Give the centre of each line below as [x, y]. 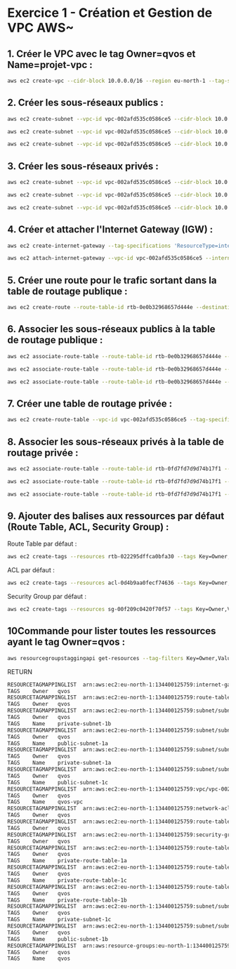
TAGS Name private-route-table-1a [67, 861]
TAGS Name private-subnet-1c [59, 920]
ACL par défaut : [31, 570]
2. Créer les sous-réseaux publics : [85, 103]
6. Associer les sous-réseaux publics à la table [111, 329]
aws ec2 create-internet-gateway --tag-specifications [89, 246]
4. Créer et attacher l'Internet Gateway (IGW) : [110, 230]
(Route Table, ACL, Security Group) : [88, 527]
